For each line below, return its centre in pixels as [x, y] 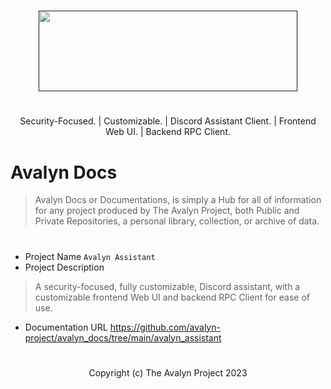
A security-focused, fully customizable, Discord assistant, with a [167, 286]
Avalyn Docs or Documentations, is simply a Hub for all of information [178, 200]
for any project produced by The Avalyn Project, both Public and [167, 211]
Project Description [64, 267]
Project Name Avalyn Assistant [90, 256]
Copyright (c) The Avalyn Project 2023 [168, 372]
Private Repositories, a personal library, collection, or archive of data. [177, 221]
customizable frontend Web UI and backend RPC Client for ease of [172, 297]
